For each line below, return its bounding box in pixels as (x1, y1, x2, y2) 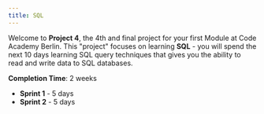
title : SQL (8, 11, 44, 20)
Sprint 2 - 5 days (19, 97, 76, 106)
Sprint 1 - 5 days (19, 88, 74, 98)
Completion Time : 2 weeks (8, 73, 97, 83)
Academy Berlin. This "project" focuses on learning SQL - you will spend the (8, 41, 257, 51)
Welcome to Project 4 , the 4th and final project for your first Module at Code (8, 33, 257, 42)
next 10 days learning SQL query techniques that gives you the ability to (8, 50, 242, 59)
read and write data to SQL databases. (8, 58, 133, 68)
